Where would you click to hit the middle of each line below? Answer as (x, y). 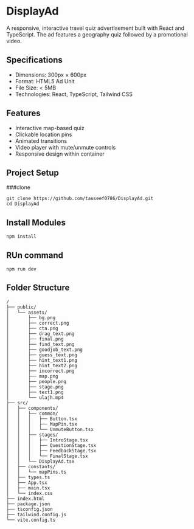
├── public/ (21, 307)
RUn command (35, 255)
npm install (21, 237)
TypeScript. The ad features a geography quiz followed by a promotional (97, 34)
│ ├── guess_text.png (42, 355)
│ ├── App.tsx (27, 482)
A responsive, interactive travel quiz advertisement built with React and (95, 28)
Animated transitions (41, 140)
